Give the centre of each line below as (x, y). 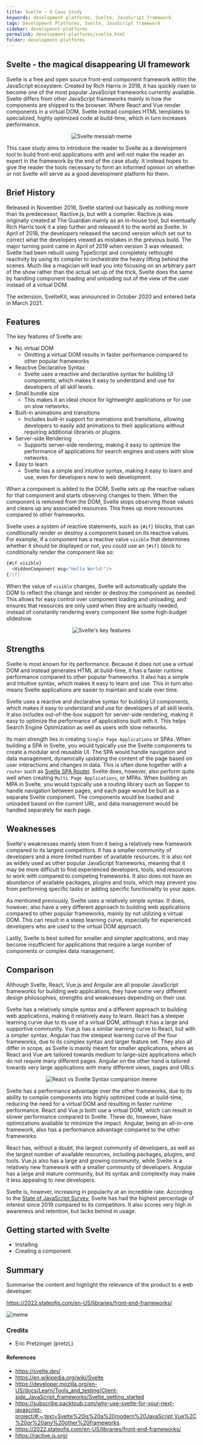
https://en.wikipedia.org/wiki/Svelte (59, 1377)
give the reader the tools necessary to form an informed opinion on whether (101, 167)
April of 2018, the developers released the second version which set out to (99, 233)
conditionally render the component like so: (60, 552)
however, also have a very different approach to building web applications (98, 907)
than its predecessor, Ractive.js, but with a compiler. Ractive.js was (90, 214)
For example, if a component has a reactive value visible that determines (98, 539)
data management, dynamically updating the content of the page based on (99, 758)
